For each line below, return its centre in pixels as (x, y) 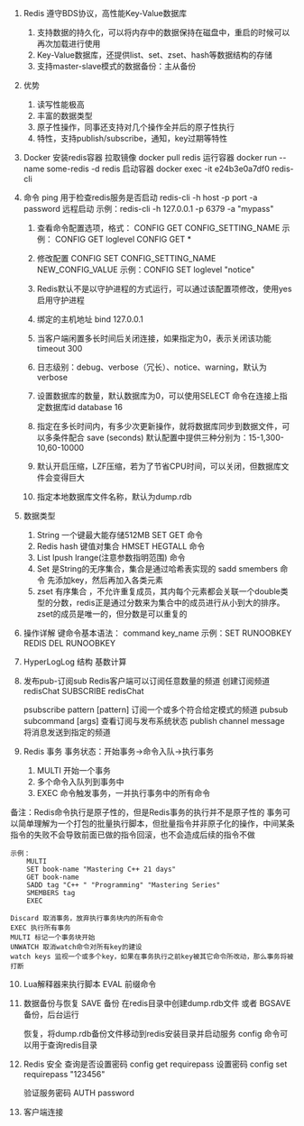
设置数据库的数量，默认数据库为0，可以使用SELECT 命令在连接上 (158, 396)
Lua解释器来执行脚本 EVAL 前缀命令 (90, 984)
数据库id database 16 (83, 407)
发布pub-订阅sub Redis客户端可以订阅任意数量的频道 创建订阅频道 (147, 681)
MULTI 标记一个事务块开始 (53, 938)
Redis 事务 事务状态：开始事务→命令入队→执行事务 (119, 751)
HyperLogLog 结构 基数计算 (75, 662)
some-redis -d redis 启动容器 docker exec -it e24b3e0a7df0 (158, 169)
